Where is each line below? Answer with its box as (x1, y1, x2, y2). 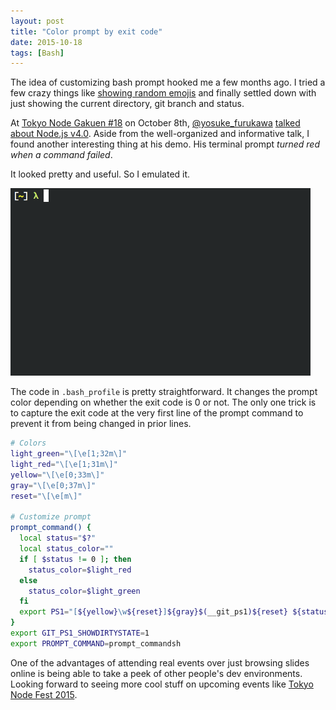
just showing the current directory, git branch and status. (10, 98, 245, 110)
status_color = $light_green (28, 586, 141, 596)
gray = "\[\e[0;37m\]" (10, 480, 97, 490)
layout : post (10, 16, 65, 26)
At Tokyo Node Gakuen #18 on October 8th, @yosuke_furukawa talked (10, 117, 301, 129)
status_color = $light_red (28, 565, 132, 575)
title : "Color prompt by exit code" (10, 26, 163, 37)
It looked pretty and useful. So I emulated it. (10, 168, 191, 180)
